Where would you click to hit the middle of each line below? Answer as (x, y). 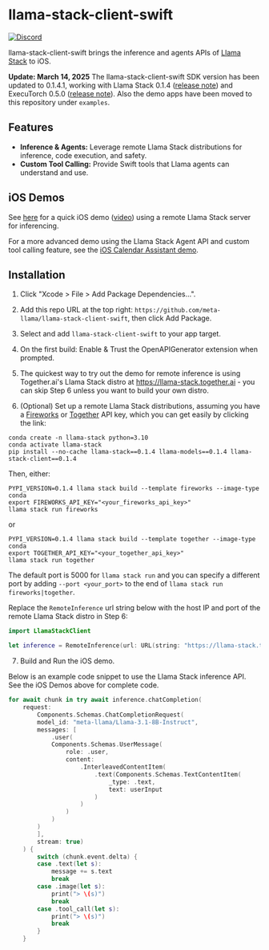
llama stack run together (51, 561)
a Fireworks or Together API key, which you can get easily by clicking (134, 414)
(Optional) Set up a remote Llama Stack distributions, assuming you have (140, 406)
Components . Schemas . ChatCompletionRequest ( (110, 715)
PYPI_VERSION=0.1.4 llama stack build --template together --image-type (132, 540)
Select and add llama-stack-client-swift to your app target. (120, 334)
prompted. (37, 358)
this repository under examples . (59, 102)
